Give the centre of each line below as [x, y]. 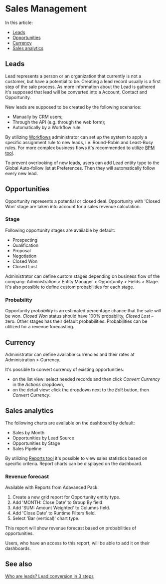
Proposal [21, 250]
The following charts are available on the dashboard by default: [70, 423]
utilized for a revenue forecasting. [40, 327]
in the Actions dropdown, [38, 384]
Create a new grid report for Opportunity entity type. [66, 497]
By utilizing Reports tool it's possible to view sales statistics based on [76, 458]
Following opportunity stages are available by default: [60, 230]
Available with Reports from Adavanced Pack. [52, 487]
